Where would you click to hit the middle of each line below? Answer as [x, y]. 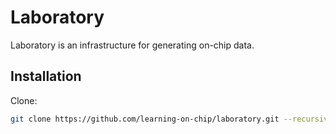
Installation [46, 76]
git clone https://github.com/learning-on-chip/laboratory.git [145, 119]
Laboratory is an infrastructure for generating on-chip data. [132, 45]
